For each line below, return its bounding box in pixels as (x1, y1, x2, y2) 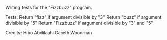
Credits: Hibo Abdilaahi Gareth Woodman (5, 30, 92, 35)
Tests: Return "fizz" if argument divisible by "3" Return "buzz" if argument (5, 14, 162, 20)
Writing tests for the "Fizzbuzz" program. (5, 5, 92, 10)
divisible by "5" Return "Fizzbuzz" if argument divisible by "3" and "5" (5, 20, 153, 26)
